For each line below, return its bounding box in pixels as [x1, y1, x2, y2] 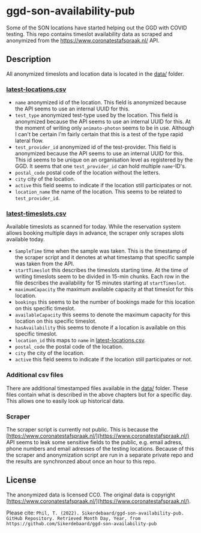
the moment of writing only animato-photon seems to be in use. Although [14, 124, 195, 131]
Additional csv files [6, 371, 64, 379]
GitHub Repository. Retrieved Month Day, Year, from [6, 515, 141, 522]
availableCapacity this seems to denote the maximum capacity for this [14, 311, 191, 319]
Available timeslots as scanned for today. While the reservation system [6, 223, 181, 230]
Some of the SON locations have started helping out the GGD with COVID [6, 24, 187, 31]
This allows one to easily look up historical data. [6, 397, 125, 405]
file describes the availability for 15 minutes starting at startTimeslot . [14, 279, 187, 286]
